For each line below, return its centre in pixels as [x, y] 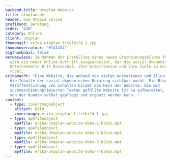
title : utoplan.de [25, 15]
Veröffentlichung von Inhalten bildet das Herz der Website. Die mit [85, 85]
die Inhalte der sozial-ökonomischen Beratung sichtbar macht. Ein [83, 81]
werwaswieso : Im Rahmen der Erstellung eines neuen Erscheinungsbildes [83, 57]
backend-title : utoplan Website [39, 10]
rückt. [17, 72]
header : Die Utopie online [34, 19]
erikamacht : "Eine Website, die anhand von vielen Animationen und [78, 76]
